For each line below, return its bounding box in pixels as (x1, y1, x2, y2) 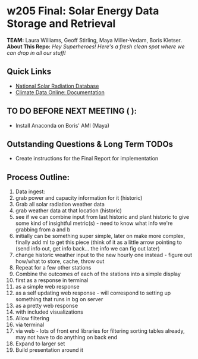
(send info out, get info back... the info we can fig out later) (15, 245, 160, 252)
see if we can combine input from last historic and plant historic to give (15, 213, 190, 221)
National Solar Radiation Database (15, 82, 99, 89)
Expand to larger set (15, 340, 65, 347)
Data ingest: (15, 188, 45, 195)
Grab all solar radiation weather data (15, 201, 105, 208)
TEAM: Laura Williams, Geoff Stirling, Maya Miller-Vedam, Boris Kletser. (7, 36, 182, 44)
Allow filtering (15, 315, 50, 322)
